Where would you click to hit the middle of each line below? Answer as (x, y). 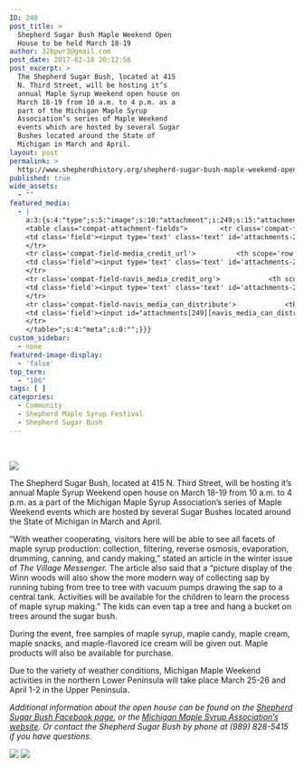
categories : (32, 397)
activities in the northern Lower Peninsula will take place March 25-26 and (148, 680)
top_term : (28, 372)
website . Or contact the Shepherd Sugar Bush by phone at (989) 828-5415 (149, 726)
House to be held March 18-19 (74, 43)
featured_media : (40, 204)
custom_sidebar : (40, 338)
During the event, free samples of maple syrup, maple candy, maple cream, (150, 633)
